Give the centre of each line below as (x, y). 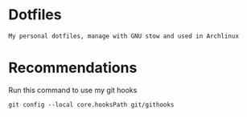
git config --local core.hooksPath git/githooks (91, 105)
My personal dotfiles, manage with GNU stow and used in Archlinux (124, 36)
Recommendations (73, 68)
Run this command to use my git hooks (73, 90)
